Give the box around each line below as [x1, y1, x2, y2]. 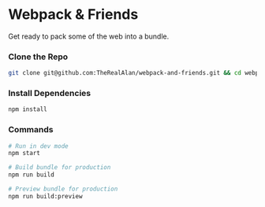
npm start [8, 150, 41, 157]
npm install [8, 105, 47, 113]
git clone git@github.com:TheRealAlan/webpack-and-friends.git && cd [8, 69, 242, 77]
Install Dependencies [8, 88, 91, 99]
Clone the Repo [8, 51, 69, 62]
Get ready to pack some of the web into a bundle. [8, 31, 170, 41]
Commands [8, 124, 54, 135]
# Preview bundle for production [8, 185, 118, 194]
